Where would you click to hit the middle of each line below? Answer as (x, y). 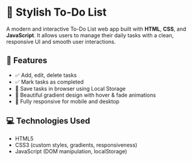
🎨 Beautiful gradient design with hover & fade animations (85, 95)
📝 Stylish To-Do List (57, 12)
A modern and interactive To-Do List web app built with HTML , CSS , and (96, 29)
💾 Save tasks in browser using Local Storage (70, 88)
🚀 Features (27, 60)
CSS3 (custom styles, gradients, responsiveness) (76, 145)
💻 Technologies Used (48, 121)
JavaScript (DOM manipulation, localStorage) (71, 151)
